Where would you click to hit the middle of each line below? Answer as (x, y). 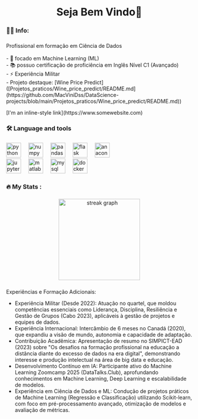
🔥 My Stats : (24, 187)
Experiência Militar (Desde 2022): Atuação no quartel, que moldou (95, 303)
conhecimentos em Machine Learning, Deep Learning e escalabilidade (100, 378)
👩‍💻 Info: (18, 31)
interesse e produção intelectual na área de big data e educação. (94, 359)
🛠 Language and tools (39, 128)
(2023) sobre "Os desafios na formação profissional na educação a (97, 347)
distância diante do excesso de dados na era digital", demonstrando (97, 353)
